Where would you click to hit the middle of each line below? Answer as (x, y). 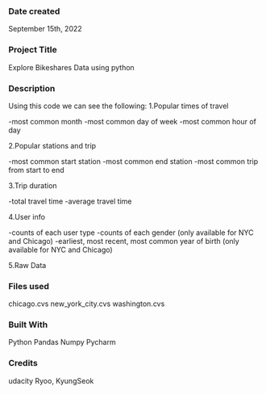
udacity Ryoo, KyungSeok (51, 380)
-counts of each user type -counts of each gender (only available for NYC (131, 233)
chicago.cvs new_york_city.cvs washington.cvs (87, 304)
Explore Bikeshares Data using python (71, 67)
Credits (23, 363)
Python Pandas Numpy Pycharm (62, 342)
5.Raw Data (27, 265)
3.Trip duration (33, 185)
